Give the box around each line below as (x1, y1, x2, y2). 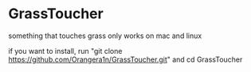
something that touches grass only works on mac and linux (8, 31, 202, 40)
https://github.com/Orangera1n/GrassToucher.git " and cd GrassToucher (8, 55, 243, 64)
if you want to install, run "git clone (8, 46, 123, 55)
